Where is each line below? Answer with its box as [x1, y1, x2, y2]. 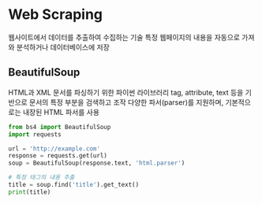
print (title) [8, 187, 51, 196]
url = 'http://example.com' [8, 144, 101, 153]
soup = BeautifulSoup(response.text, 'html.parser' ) [8, 159, 185, 167]
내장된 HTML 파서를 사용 [22, 107, 100, 117]
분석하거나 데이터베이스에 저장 [16, 42, 110, 52]
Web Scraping [8, 6, 103, 24]
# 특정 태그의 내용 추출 [8, 173, 75, 182]
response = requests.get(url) [8, 152, 108, 160]
